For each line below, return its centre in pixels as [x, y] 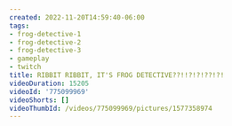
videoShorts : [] [39, 100]
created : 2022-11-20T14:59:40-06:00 [77, 17]
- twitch [25, 67]
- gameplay [29, 59]
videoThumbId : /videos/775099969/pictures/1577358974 [111, 108]
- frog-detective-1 [45, 34]
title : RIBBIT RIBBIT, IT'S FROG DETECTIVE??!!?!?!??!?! [117, 75]
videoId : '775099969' [49, 91]
